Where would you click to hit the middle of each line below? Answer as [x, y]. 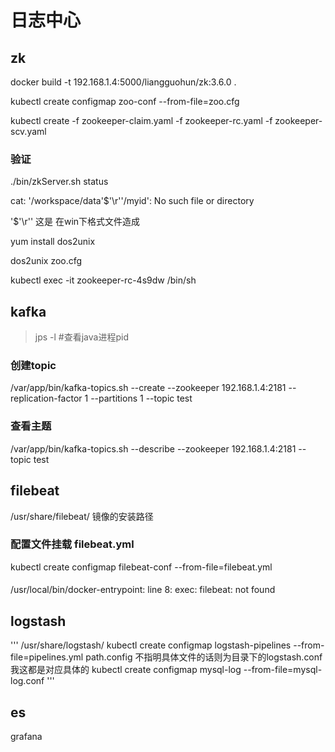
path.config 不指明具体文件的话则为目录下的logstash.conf [204, 657]
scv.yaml [28, 131]
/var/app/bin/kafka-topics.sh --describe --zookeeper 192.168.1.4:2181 [153, 448]
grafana [26, 737]
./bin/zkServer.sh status [59, 182]
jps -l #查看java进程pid [81, 337]
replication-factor [46, 398]
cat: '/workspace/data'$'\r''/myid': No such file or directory [132, 201]
